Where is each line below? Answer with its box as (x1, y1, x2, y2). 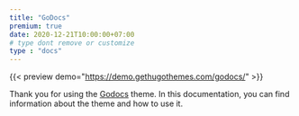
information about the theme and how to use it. (9, 98, 183, 109)
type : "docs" (9, 47, 63, 56)
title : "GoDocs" (9, 13, 70, 22)
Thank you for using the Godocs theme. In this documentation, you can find (9, 89, 290, 100)
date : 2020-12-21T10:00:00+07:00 (9, 30, 135, 39)
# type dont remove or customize (9, 38, 135, 48)
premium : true (9, 22, 63, 31)
